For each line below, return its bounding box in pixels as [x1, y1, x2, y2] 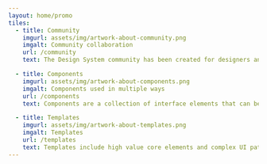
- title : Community [15, 26, 80, 34]
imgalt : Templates [22, 128, 83, 137]
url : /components [22, 92, 80, 100]
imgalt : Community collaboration [22, 41, 133, 49]
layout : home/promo [8, 11, 73, 20]
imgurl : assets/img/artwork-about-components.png [22, 77, 191, 86]
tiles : [8, 19, 30, 27]
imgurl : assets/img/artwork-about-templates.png [22, 121, 187, 129]
